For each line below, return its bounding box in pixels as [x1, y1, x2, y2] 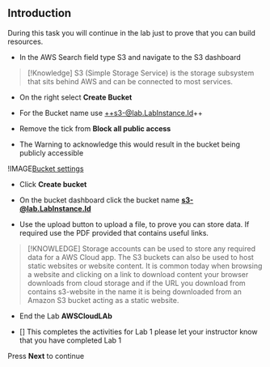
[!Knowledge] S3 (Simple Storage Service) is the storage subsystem [27, 68, 255, 78]
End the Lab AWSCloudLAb [19, 311, 112, 321]
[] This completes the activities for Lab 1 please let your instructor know [19, 326, 258, 336]
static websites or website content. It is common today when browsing [27, 261, 263, 271]
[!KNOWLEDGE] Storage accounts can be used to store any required [27, 243, 256, 254]
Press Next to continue [7, 351, 85, 361]
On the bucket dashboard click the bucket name [19, 194, 179, 205]
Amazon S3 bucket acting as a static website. [27, 295, 179, 305]
